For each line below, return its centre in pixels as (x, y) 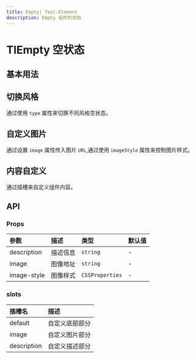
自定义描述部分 (69, 346)
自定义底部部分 (69, 323)
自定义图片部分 (69, 335)
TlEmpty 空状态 (45, 50)
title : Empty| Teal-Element (42, 12)
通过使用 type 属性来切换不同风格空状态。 (59, 113)
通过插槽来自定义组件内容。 (41, 187)
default (20, 323)
